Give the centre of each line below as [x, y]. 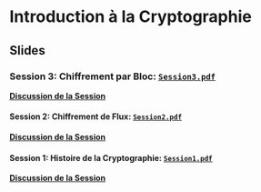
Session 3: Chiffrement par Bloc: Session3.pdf [113, 76]
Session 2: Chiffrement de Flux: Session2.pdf [96, 116]
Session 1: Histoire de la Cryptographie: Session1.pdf [111, 157]
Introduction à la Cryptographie [130, 17]
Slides [27, 51]
